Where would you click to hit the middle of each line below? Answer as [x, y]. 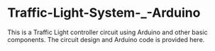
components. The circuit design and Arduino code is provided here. [106, 39]
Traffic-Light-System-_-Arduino [104, 13]
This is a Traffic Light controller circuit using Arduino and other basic [107, 32]
